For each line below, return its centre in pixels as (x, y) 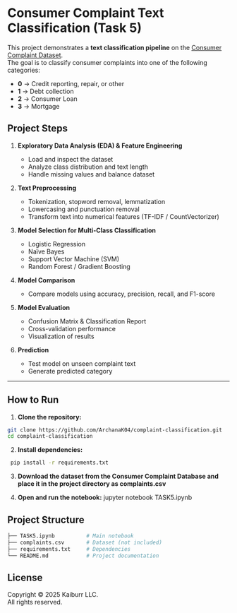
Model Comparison (46, 280)
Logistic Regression (57, 244)
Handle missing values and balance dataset (91, 174)
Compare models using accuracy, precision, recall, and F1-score (121, 294)
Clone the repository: (49, 417)
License (25, 577)
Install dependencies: (50, 450)
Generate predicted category (70, 371)
